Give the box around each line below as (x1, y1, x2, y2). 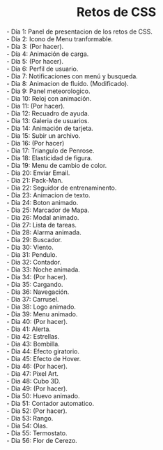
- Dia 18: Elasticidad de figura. (6, 153, 93, 162)
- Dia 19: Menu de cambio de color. (6, 161, 107, 169)
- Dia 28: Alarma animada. (6, 228, 81, 237)
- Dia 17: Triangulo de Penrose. (6, 146, 95, 155)
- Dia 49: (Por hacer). (6, 384, 68, 393)
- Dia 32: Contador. (6, 258, 62, 266)
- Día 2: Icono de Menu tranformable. (6, 34, 113, 43)
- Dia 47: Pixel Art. (6, 369, 59, 378)
